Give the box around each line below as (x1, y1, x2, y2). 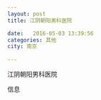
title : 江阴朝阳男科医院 (7, 17, 73, 24)
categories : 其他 (7, 36, 57, 43)
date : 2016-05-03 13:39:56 (7, 30, 94, 37)
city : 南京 (7, 43, 38, 50)
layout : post (7, 10, 46, 18)
